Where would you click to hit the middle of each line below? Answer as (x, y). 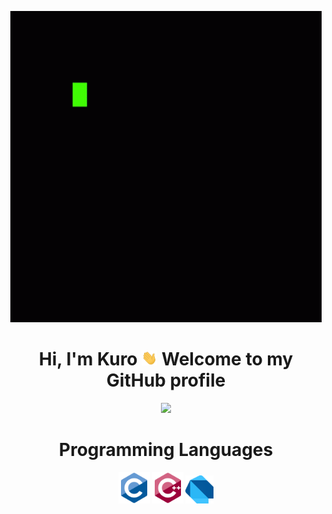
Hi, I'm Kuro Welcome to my (166, 359)
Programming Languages (166, 450)
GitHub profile (166, 380)
